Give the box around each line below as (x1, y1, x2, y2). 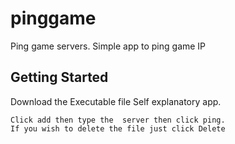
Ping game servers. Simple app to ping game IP (10, 40, 207, 52)
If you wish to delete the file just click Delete (10, 123, 226, 134)
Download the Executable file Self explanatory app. (10, 95, 222, 107)
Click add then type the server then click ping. (10, 115, 226, 125)
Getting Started (10, 69, 109, 86)
